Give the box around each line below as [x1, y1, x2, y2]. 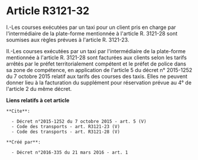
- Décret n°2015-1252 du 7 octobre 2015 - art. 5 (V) [11, 118, 147, 125]
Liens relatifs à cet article [6, 96, 70, 104]
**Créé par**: [6, 139, 41, 145]
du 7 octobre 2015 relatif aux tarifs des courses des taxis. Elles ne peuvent [6, 73, 188, 80]
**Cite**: [6, 108, 31, 114]
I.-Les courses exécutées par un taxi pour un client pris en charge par [6, 24, 176, 31]
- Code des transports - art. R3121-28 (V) [11, 129, 120, 135]
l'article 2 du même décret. [6, 85, 72, 92]
